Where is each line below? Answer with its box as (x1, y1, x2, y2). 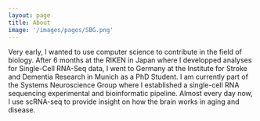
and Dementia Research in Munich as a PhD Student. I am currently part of (8, 72, 249, 82)
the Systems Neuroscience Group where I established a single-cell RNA (8, 80, 240, 90)
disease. (8, 105, 36, 115)
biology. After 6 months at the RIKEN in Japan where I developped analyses (8, 55, 252, 65)
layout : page (8, 11, 51, 20)
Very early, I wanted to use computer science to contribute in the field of (8, 48, 243, 57)
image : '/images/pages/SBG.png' (8, 26, 114, 34)
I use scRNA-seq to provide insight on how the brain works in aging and (8, 97, 240, 106)
